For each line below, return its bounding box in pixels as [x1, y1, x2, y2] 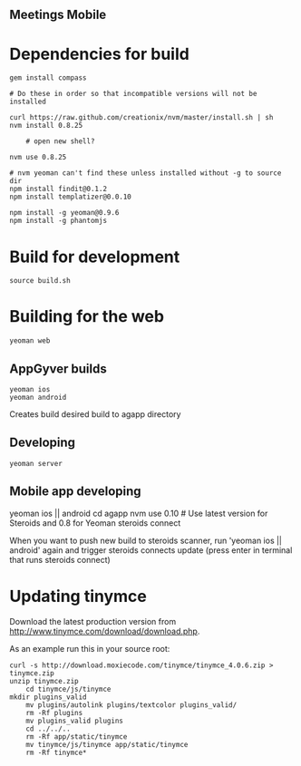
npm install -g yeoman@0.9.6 [9, 208, 120, 218]
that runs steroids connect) [9, 554, 111, 565]
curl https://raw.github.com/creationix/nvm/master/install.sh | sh [9, 113, 274, 122]
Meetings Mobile [9, 7, 107, 23]
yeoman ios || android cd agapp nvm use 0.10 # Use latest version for [9, 508, 268, 519]
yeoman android [9, 393, 67, 402]
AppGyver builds [9, 361, 107, 376]
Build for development [9, 247, 180, 267]
